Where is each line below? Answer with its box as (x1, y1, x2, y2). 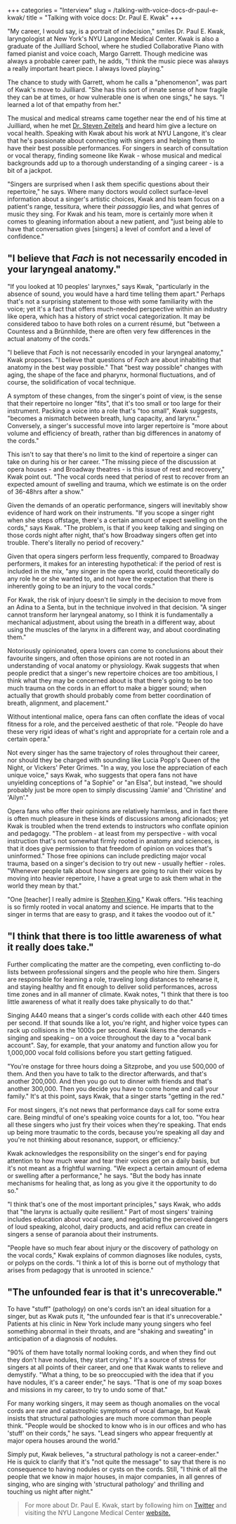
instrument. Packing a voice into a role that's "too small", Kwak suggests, (7, 406, 218, 415)
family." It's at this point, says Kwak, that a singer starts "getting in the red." (7, 1092, 225, 1100)
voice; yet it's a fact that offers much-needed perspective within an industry (7, 304, 228, 313)
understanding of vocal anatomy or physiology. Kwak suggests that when (7, 661, 220, 670)
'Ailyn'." (7, 793, 29, 801)
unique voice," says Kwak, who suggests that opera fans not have (7, 770, 198, 779)
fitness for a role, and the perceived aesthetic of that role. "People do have (7, 720, 223, 728)
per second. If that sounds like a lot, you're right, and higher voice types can (7, 1019, 228, 1027)
